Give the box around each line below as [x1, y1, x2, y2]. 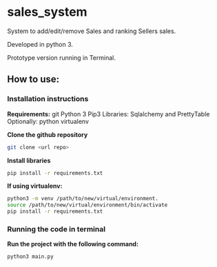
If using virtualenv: [7, 182, 63, 190]
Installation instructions [7, 94, 89, 104]
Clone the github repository [7, 130, 88, 138]
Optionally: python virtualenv [7, 117, 90, 125]
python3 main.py [7, 253, 54, 260]
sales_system [7, 4, 87, 20]
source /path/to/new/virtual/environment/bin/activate [7, 202, 168, 209]
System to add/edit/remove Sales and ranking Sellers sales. [7, 27, 176, 35]
